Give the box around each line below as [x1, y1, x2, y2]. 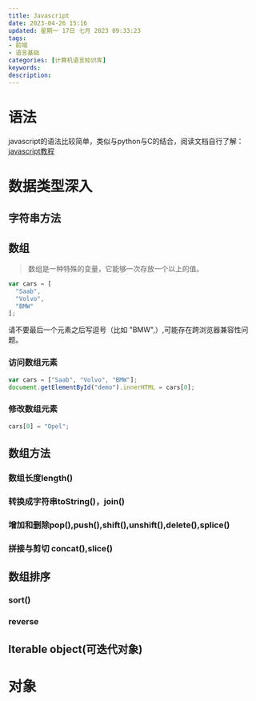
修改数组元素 [8, 403, 58, 415]
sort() [8, 594, 31, 605]
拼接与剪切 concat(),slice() [8, 543, 114, 554]
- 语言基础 [8, 49, 40, 57]
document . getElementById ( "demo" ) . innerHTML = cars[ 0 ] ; [8, 383, 195, 391]
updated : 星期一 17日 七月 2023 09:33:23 [8, 26, 142, 34]
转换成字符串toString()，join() [8, 495, 126, 507]
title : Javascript [8, 11, 70, 20]
